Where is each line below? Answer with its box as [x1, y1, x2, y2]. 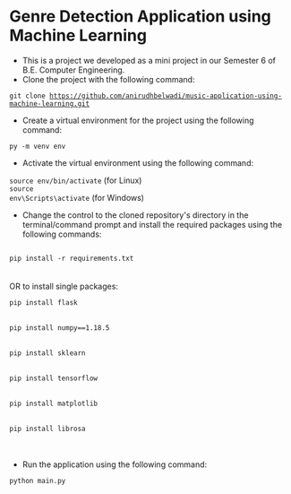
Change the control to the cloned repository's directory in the [21, 209, 249, 221]
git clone [9, 91, 47, 100]
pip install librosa [9, 424, 87, 433]
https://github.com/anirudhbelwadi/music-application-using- [48, 91, 282, 100]
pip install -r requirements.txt [9, 254, 134, 263]
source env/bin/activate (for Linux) [9, 175, 142, 186]
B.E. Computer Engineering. [21, 65, 125, 75]
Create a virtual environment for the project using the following [21, 115, 254, 126]
